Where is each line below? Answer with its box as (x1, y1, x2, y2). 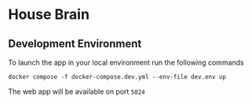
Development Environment (8, 37, 142, 50)
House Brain (8, 6, 90, 24)
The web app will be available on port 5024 (8, 87, 145, 96)
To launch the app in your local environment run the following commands (8, 58, 245, 67)
